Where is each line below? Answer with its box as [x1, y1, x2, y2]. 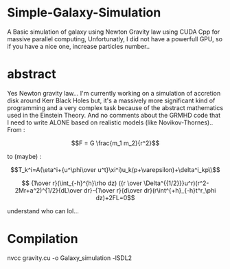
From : [7, 125, 25, 133]
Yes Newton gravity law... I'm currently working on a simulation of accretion [7, 89, 221, 97]
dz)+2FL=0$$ [95, 193, 135, 202]
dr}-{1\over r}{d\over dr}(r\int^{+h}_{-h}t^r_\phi [83, 186, 216, 194]
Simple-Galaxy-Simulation [7, 5, 161, 21]
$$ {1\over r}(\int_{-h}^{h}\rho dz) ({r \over [21, 179, 142, 187]
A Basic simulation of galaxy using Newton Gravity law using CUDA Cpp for [7, 28, 220, 36]
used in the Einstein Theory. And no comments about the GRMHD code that [7, 111, 221, 119]
